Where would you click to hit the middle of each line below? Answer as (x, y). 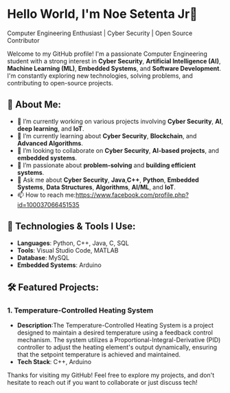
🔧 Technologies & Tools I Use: (71, 226)
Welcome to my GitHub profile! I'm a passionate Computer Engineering (107, 54)
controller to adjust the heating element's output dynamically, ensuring (117, 348)
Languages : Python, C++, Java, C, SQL (73, 243)
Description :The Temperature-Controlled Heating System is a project (115, 326)
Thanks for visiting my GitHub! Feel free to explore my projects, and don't (111, 375)
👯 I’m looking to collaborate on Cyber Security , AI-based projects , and (118, 150)
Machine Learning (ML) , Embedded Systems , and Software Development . (114, 68)
